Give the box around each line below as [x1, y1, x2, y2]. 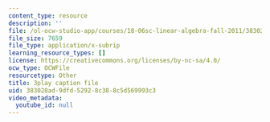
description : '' [8, 19, 63, 27]
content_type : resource [8, 11, 88, 20]
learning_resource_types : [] [8, 49, 106, 57]
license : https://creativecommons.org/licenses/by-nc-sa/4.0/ [8, 57, 221, 65]
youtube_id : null [15, 101, 74, 109]
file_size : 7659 [8, 34, 63, 43]
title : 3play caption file [8, 79, 99, 87]
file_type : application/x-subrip [8, 42, 121, 50]
